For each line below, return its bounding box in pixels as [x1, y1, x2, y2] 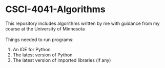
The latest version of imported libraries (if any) [12, 57, 111, 63]
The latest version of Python [12, 52, 73, 58]
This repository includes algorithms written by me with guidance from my [5, 20, 160, 26]
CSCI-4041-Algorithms [5, 4, 106, 15]
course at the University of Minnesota [5, 25, 85, 31]
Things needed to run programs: [5, 37, 74, 43]
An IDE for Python [12, 46, 51, 52]
